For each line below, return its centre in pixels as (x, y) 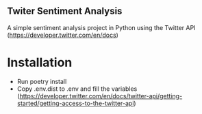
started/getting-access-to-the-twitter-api (75, 103)
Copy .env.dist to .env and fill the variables (77, 89)
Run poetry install (42, 81)
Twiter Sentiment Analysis (65, 11)
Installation (40, 62)
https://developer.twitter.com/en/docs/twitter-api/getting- (101, 96)
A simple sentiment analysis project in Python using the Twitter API (101, 27)
